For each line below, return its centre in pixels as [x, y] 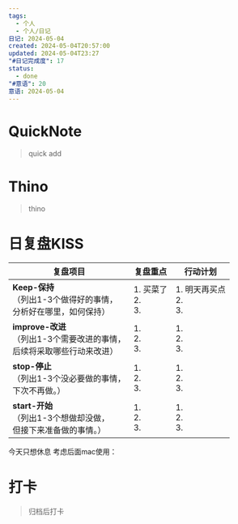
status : [21, 69]
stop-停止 [32, 367]
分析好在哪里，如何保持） [62, 312]
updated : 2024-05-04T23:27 [54, 53]
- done [27, 76]
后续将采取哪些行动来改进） [66, 351]
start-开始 [33, 406]
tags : [17, 16]
